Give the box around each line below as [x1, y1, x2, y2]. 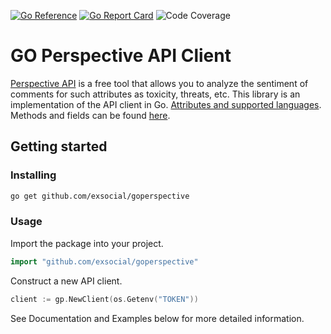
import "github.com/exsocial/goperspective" [10, 256, 199, 267]
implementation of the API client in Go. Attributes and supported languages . [10, 98, 322, 110]
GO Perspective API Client [10, 45, 232, 67]
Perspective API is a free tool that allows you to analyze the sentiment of [10, 77, 309, 89]
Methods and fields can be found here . [10, 109, 171, 121]
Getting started [10, 138, 108, 155]
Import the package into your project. [10, 237, 164, 249]
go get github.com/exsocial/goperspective [10, 191, 190, 201]
